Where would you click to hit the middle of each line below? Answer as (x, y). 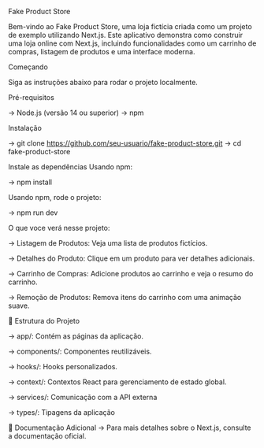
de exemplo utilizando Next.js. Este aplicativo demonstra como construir (126, 35)
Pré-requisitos (32, 97)
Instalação (25, 128)
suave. (19, 305)
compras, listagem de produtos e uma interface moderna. (102, 52)
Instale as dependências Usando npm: (70, 167)
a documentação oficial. (47, 436)
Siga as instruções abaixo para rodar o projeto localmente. (103, 82)
